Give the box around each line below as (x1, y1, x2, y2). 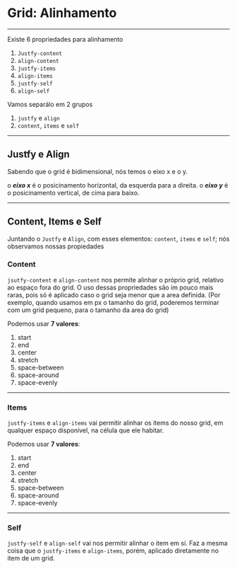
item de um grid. (7, 554, 55, 563)
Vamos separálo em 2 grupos (7, 100, 93, 108)
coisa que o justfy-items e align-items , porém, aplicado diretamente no (7, 546, 219, 555)
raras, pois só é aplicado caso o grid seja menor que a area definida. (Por (7, 290, 221, 299)
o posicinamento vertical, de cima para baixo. (7, 188, 140, 197)
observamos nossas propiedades (7, 242, 104, 251)
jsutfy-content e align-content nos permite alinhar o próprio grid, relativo (7, 275, 224, 284)
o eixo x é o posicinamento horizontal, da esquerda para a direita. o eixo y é (7, 180, 229, 189)
